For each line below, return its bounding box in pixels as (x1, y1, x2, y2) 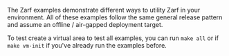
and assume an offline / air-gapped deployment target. (7, 21, 163, 28)
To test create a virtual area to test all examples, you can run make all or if (7, 34, 219, 42)
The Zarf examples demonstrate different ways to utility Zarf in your (7, 6, 201, 14)
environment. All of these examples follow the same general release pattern (7, 13, 223, 21)
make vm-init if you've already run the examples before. (7, 41, 167, 49)
